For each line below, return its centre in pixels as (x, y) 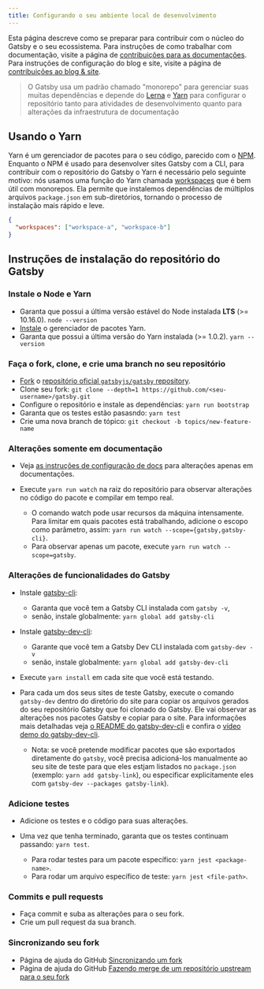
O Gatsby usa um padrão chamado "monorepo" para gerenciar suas (138, 87)
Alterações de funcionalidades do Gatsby (89, 575)
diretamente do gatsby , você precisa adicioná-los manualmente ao (139, 758)
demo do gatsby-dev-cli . (59, 734)
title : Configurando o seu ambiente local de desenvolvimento (112, 15)
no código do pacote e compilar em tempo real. (97, 498)
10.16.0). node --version (58, 319)
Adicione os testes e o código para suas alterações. (104, 820)
